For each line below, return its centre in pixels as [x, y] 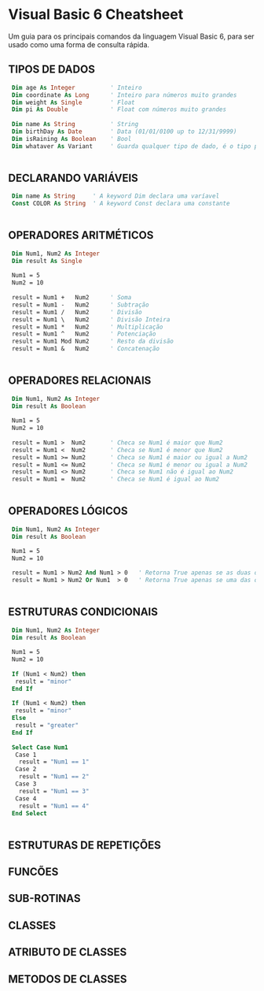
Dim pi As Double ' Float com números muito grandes [119, 109]
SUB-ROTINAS [44, 898]
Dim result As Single [47, 261]
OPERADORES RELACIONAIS [80, 381]
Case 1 [26, 755]
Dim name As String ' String [75, 124]
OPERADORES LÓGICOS [68, 511]
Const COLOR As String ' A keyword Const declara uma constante [121, 204]
